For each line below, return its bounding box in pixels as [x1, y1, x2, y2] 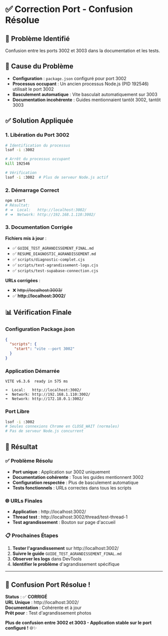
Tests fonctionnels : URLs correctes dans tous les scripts [12, 484, 131, 491]
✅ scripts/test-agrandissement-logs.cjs [12, 262, 98, 268]
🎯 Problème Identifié [5, 34, 70, 43]
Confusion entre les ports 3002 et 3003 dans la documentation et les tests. [5, 48, 160, 54]
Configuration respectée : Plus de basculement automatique [12, 479, 138, 485]
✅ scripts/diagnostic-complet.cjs [12, 256, 85, 262]
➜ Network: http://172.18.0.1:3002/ [5, 396, 84, 401]
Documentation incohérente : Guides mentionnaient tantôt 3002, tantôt [12, 97, 161, 103]
